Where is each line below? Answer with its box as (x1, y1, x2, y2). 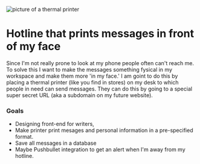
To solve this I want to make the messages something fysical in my (6, 66, 172, 73)
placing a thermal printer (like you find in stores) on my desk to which (6, 78, 179, 86)
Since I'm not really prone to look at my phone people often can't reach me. (6, 59, 195, 66)
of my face (6, 40, 61, 54)
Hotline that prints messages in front (6, 27, 195, 40)
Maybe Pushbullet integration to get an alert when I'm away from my (15, 146, 185, 153)
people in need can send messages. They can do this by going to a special (6, 85, 192, 92)
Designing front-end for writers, (15, 121, 95, 128)
